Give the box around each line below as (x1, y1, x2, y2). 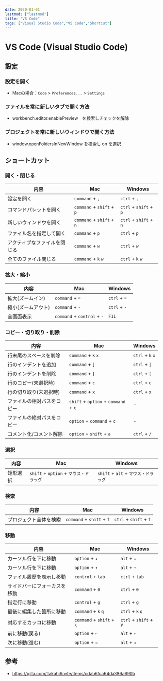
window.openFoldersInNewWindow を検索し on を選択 (12, 141, 121, 147)
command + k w (74, 255, 104, 262)
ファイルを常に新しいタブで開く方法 (5, 103, 90, 110)
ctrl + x (133, 388, 152, 395)
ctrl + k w (120, 255, 143, 262)
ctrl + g (120, 599, 139, 605)
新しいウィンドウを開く (7, 219, 62, 226)
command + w (74, 243, 100, 249)
